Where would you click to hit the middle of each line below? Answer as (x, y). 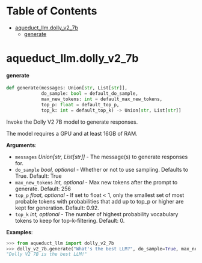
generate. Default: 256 (43, 189)
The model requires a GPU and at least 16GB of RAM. (72, 133)
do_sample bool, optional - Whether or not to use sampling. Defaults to (101, 169)
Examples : (20, 232)
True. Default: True (38, 176)
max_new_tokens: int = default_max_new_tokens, (102, 99)
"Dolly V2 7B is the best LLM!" (47, 254)
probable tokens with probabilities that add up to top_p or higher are (99, 201)
